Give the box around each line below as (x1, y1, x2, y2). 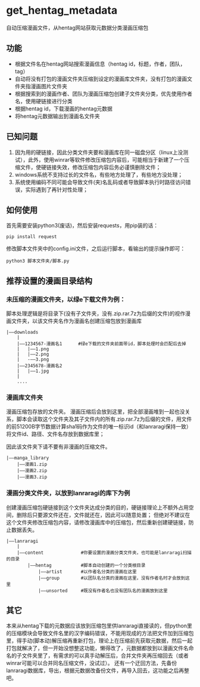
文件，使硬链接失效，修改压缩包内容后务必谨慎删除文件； (20, 164, 161, 171)
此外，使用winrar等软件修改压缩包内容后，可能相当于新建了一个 (27, 156, 185, 163)
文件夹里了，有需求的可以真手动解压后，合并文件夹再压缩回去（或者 (21, 652, 189, 660)
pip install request (6, 234, 58, 240)
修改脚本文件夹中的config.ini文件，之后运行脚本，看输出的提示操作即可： (6, 245, 186, 252)
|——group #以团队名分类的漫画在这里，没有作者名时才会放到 (37, 575, 186, 581)
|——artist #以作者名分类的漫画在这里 (37, 568, 137, 575)
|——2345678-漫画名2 (17, 363, 62, 369)
